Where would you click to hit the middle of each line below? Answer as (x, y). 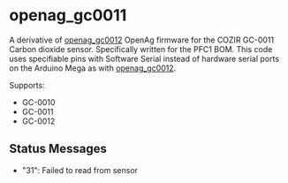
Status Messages (58, 149)
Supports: (27, 85)
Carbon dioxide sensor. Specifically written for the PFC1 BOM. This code (141, 49)
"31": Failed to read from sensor (80, 170)
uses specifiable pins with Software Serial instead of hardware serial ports (144, 58)
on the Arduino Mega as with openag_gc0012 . (93, 68)
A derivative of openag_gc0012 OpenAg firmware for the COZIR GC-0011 (142, 40)
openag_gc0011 (68, 15)
